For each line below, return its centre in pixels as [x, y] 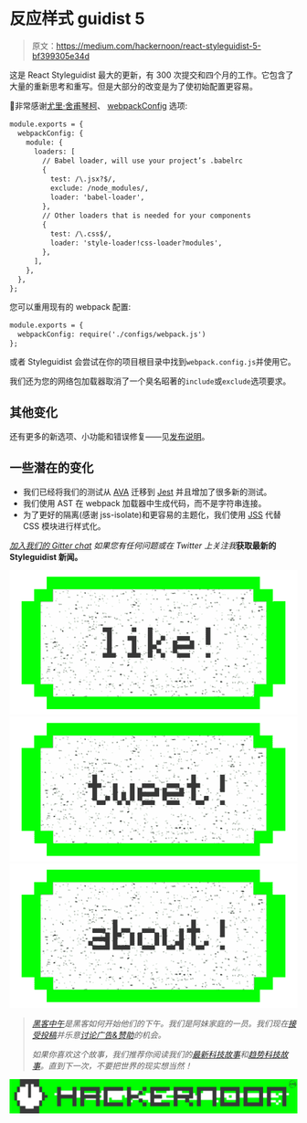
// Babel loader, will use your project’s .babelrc [143, 161]
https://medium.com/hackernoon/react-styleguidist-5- [159, 46]
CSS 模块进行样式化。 [64, 525]
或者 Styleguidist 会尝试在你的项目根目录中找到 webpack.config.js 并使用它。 [153, 361]
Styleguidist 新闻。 [46, 556]
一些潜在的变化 [52, 468]
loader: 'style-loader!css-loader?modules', [136, 243]
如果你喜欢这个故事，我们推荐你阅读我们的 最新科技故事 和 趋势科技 [156, 1054]
